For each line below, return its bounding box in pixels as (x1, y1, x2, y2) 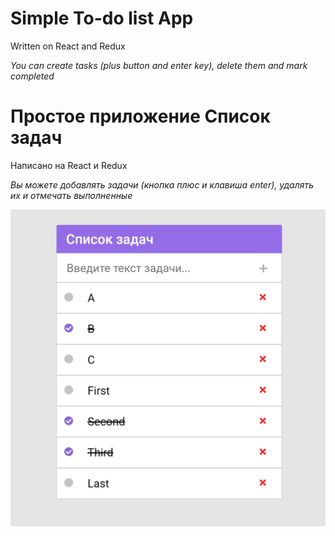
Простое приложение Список (10, 105, 271, 128)
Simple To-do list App (10, 7, 194, 30)
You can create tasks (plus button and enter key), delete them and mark (10, 59, 308, 71)
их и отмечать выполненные (10, 189, 133, 201)
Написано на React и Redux (10, 159, 128, 171)
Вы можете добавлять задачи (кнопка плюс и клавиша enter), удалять (10, 178, 315, 191)
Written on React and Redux (10, 40, 126, 52)
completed (10, 70, 55, 82)
